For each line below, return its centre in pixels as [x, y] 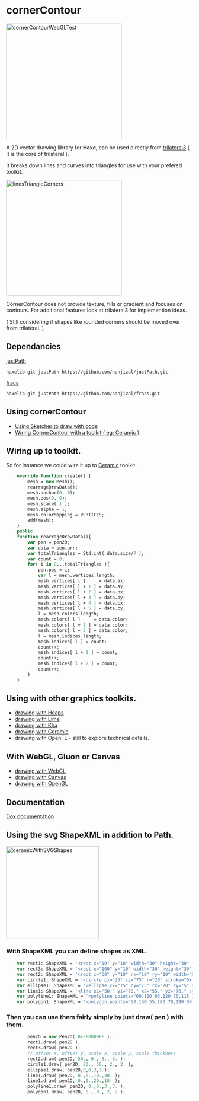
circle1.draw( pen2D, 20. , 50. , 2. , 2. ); [81, 1064]
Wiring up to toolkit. [44, 451]
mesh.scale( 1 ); [49, 504]
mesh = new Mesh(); [52, 482]
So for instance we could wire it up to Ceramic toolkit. [72, 465]
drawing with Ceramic [41, 732]
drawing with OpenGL [41, 784]
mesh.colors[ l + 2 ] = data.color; [83, 630]
